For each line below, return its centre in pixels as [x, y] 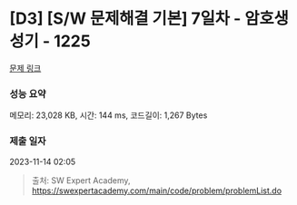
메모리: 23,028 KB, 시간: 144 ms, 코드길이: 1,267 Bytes [109, 115]
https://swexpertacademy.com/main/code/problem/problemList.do [157, 190]
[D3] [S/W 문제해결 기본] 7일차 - [125, 19]
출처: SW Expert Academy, [81, 180]
